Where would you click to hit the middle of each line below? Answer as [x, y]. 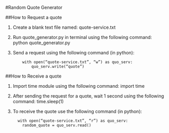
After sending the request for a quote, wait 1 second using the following [88, 96]
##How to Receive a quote [33, 76]
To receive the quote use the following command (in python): [77, 111]
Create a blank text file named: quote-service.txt [64, 27]
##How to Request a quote [34, 17]
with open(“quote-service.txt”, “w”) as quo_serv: [78, 62]
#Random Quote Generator [34, 7]
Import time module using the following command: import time [79, 86]
